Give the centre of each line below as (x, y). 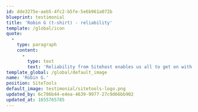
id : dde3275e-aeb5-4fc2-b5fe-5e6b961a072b (59, 12)
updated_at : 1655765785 (36, 100)
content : (28, 50)
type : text (41, 61)
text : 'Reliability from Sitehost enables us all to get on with (110, 67)
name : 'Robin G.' (28, 78)
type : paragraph (37, 45)
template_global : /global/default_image (57, 72)
